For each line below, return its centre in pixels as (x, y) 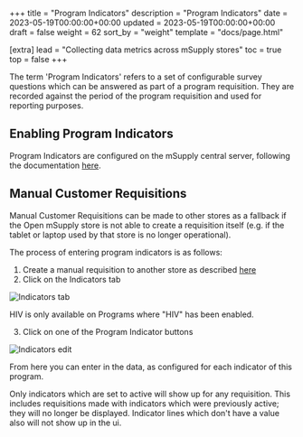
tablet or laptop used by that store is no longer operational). (120, 235)
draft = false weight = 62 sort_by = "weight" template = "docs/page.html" (147, 32)
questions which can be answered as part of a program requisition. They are (152, 86)
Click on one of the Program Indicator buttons (108, 331)
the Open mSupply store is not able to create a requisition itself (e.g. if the (147, 225)
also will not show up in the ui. (66, 423)
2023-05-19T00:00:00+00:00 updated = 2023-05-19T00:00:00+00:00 (142, 23)
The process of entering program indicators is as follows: (116, 252)
